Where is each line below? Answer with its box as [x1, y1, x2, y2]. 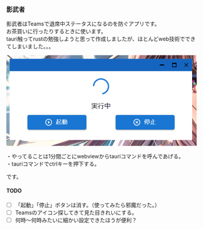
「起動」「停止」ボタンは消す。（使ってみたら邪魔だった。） [14, 201, 160, 209]
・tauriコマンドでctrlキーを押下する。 [6, 160, 100, 167]
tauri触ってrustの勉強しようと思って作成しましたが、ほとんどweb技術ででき [6, 35, 196, 43]
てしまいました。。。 [6, 43, 54, 50]
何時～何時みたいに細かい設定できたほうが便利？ [14, 216, 137, 224]
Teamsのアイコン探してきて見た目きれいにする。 [14, 209, 138, 216]
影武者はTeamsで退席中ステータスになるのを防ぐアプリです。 [6, 20, 160, 28]
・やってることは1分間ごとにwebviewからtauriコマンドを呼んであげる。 [6, 152, 184, 160]
